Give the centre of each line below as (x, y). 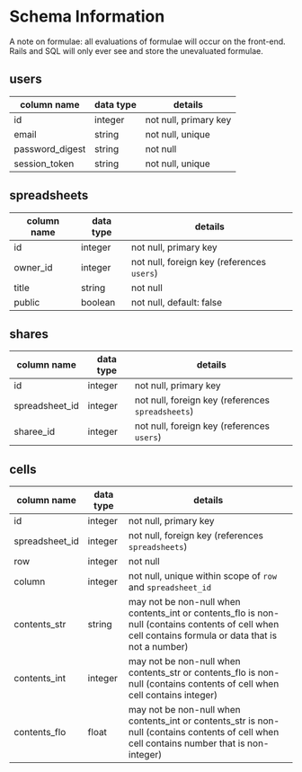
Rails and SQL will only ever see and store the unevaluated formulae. (136, 50)
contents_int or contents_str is (192, 721)
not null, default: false (177, 302)
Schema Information (87, 17)
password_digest (50, 148)
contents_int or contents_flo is (192, 613)
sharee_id (35, 431)
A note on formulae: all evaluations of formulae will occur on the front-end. (147, 41)
